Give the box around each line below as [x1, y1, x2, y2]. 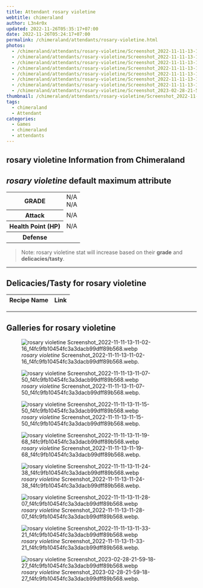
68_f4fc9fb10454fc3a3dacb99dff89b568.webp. [21, 451, 141, 459]
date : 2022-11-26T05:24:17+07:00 [6, 31, 91, 38]
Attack [25, 211, 45, 220]
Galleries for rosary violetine [6, 322, 116, 333]
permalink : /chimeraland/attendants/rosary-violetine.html [6, 37, 158, 43]
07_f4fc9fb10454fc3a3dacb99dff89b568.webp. [21, 513, 140, 520]
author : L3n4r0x [6, 20, 47, 26]
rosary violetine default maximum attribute [6, 175, 172, 186]
